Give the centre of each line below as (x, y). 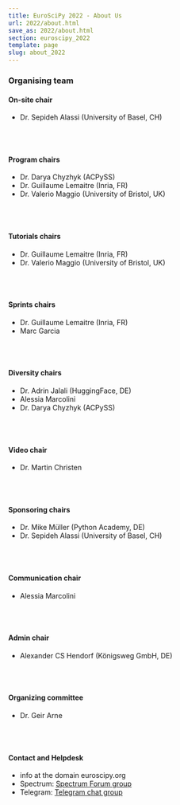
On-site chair (31, 100)
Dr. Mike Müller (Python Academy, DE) (82, 528)
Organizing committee (46, 697)
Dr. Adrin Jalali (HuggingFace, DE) (76, 391)
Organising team (41, 80)
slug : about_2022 (37, 53)
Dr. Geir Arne (41, 715)
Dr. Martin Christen (51, 468)
